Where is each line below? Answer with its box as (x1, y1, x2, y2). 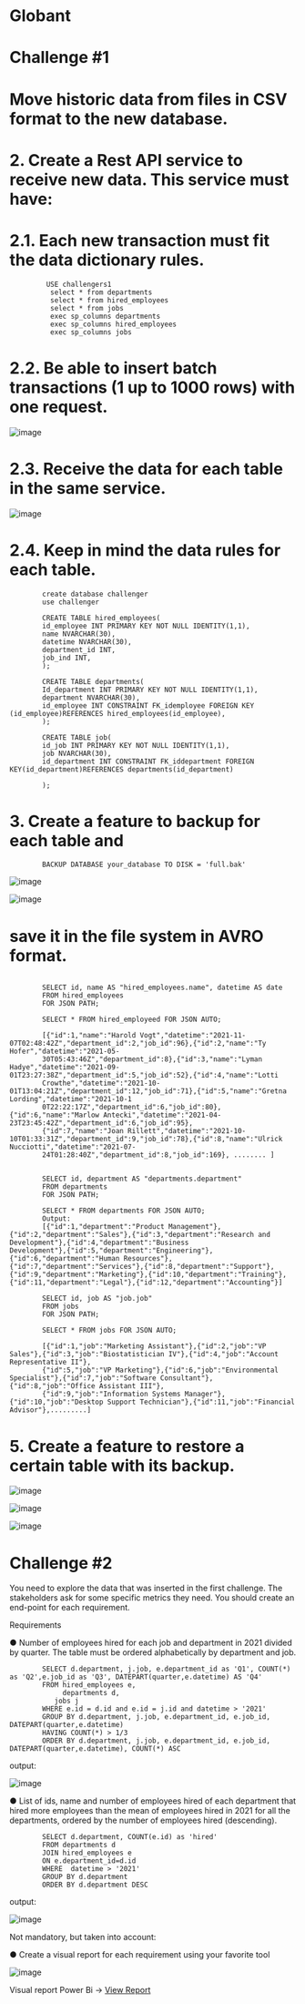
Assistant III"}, (98, 1382, 166, 1391)
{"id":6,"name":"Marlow (9, 1110, 100, 1120)
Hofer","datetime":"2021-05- (9, 1047, 120, 1057)
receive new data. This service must (9, 169, 290, 189)
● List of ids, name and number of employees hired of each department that (9, 1795, 297, 1806)
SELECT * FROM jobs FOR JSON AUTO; (42, 1326, 178, 1335)
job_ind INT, (42, 653, 92, 662)
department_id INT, (42, 645, 117, 654)
